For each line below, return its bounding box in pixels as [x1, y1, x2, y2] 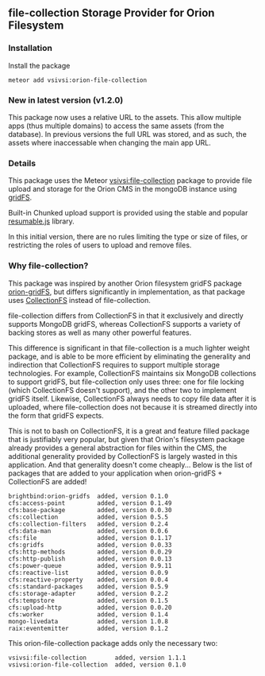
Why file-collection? [8, 260, 89, 271]
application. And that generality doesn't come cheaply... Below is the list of [8, 460, 253, 469]
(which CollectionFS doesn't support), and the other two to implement [8, 385, 237, 394]
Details [8, 157, 36, 169]
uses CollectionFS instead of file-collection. [8, 295, 151, 305]
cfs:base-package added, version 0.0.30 [8, 506, 172, 514]
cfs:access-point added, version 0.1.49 [8, 499, 172, 507]
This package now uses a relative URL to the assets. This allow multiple [8, 112, 242, 122]
